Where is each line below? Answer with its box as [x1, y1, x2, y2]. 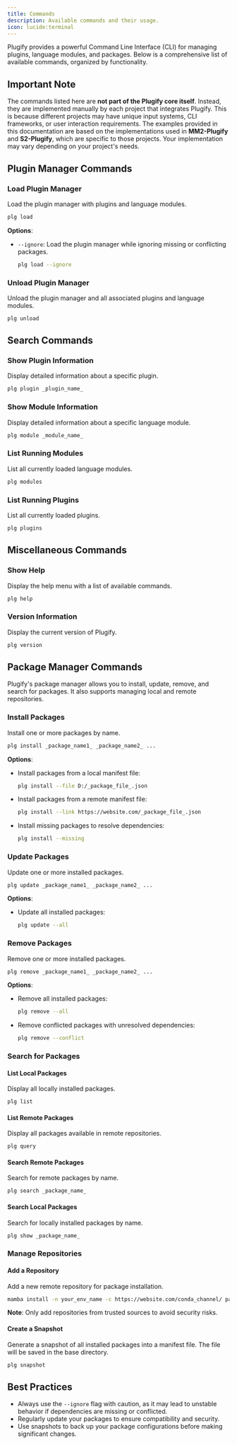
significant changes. [17, 1429, 77, 1438]
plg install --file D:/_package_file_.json [17, 782, 148, 790]
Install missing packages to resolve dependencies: [17, 821, 164, 830]
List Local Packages [7, 1069, 67, 1077]
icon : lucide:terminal [7, 23, 74, 30]
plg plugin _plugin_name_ [7, 386, 83, 393]
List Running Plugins [7, 495, 80, 505]
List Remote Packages [7, 1113, 74, 1122]
